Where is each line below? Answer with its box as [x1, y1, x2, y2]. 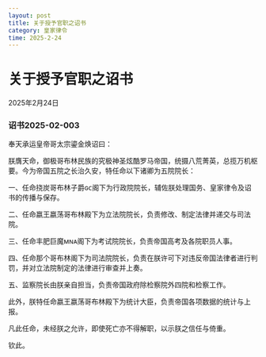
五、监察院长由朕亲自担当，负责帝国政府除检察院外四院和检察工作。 [8, 280, 230, 290]
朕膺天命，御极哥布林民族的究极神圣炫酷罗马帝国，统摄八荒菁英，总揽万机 [8, 156, 251, 166]
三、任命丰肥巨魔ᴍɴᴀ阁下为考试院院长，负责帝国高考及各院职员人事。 [8, 236, 237, 246]
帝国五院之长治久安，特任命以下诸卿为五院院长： [35, 166, 196, 175]
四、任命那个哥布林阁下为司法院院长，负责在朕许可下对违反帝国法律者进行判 [8, 253, 258, 263]
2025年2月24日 [8, 98, 59, 108]
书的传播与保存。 [8, 193, 64, 202]
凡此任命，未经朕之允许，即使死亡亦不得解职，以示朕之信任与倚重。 [8, 324, 230, 333]
